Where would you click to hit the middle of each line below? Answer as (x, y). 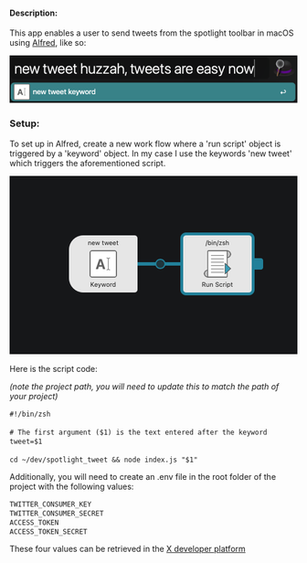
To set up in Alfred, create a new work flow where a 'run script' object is (145, 143)
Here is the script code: (53, 368)
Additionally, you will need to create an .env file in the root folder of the (143, 476)
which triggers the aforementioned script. (88, 163)
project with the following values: (72, 486)
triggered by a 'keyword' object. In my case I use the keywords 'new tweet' (151, 153)
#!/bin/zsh (30, 414)
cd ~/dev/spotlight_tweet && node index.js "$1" (104, 460)
